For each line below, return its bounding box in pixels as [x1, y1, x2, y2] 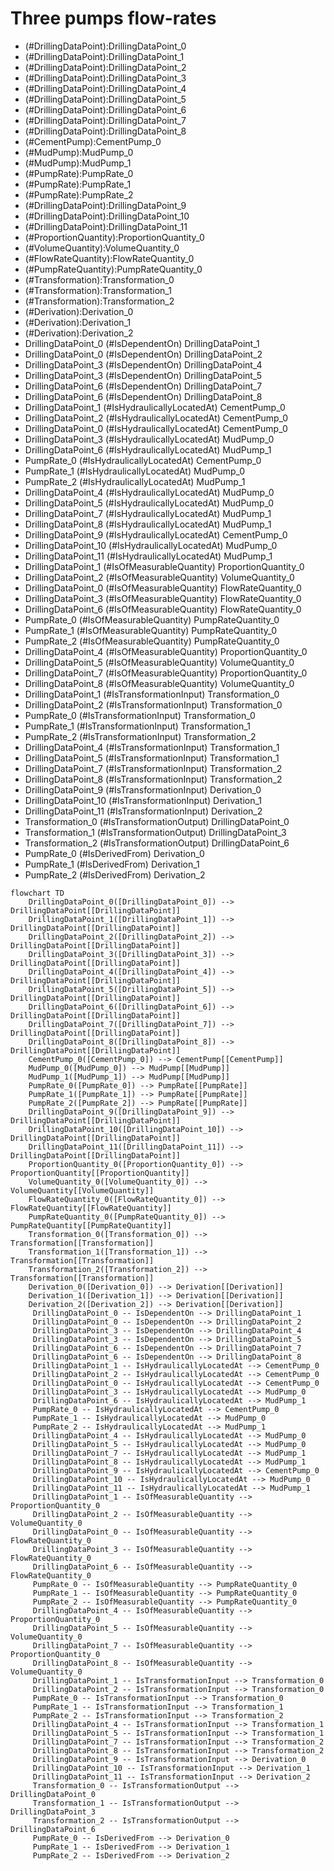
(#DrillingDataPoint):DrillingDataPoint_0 [24, 40, 187, 52]
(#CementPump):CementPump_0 [24, 135, 162, 147]
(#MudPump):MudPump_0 [24, 146, 134, 158]
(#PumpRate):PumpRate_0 [24, 167, 134, 179]
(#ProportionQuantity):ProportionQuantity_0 [24, 231, 205, 243]
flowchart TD [10, 888, 65, 898]
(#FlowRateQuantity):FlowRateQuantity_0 [24, 252, 195, 264]
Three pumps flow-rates [10, 7, 217, 30]
